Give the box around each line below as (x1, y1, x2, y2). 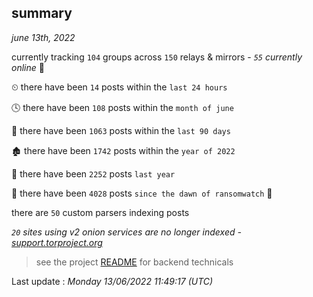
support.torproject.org (11, 236, 103, 248)
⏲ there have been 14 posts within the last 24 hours (11, 81, 228, 93)
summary (11, 5, 73, 22)
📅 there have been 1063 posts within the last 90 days (11, 124, 231, 136)
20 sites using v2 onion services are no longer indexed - (11, 226, 242, 238)
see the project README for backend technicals (35, 256, 234, 268)
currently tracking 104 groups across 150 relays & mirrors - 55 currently (11, 51, 303, 63)
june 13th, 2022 (11, 31, 76, 43)
